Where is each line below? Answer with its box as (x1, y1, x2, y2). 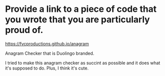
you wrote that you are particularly (5, 14, 150, 25)
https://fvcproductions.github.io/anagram (5, 40, 89, 46)
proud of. (5, 25, 43, 36)
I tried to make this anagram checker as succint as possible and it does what (5, 60, 161, 66)
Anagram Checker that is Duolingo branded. (5, 50, 95, 56)
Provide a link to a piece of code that (5, 3, 157, 15)
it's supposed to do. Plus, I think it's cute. (5, 65, 89, 71)
